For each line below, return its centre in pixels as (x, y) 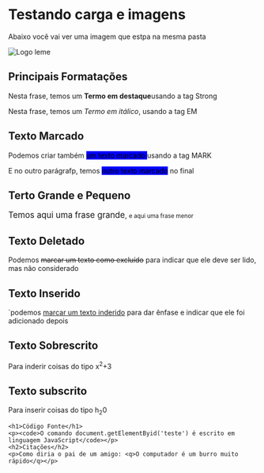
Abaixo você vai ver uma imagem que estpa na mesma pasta (107, 36)
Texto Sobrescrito (53, 346)
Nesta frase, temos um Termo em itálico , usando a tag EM (103, 111)
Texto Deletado (47, 240)
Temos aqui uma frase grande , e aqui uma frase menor (101, 216)
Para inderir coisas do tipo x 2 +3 (60, 365)
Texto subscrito (48, 391)
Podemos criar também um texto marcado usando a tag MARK (110, 155)
